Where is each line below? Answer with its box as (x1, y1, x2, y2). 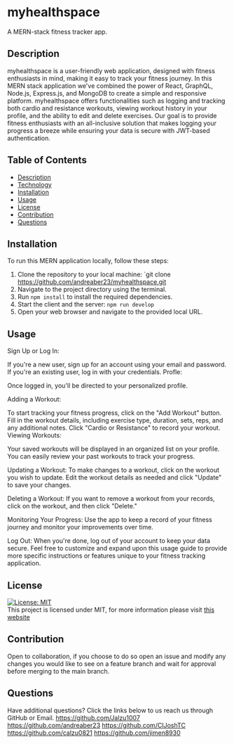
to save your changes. (7, 481, 71, 489)
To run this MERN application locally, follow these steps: (7, 257, 170, 265)
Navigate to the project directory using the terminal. (17, 286, 167, 294)
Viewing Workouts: (7, 431, 62, 440)
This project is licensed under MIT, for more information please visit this (7, 605, 215, 614)
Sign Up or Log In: (7, 347, 60, 355)
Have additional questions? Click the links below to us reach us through (7, 706, 214, 714)
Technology (17, 180, 53, 188)
